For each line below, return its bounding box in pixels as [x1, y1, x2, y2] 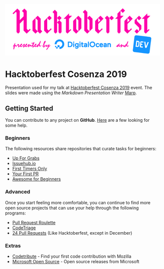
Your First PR [12, 171, 39, 177]
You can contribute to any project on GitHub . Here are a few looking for [5, 117, 150, 123]
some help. [5, 122, 28, 129]
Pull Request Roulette [12, 219, 55, 225]
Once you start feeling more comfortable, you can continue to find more [5, 199, 151, 205]
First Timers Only [12, 166, 48, 172]
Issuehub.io [12, 161, 36, 166]
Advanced [5, 188, 30, 195]
